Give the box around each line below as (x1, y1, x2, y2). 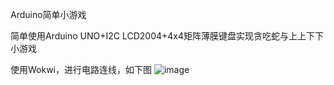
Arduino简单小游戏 (10, 9, 87, 20)
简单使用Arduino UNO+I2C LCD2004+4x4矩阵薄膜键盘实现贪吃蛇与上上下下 (10, 30, 325, 42)
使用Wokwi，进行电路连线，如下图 (10, 64, 153, 75)
